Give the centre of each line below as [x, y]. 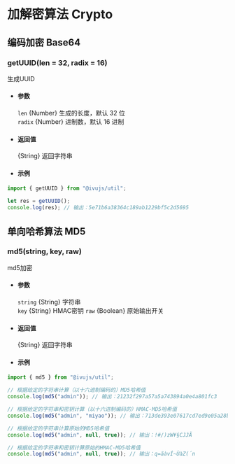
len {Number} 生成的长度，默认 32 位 [71, 113]
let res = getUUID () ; [39, 201]
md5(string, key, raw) [44, 251]
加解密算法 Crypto [60, 14]
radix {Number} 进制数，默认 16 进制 [71, 122]
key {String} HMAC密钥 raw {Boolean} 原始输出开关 [91, 311]
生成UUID [21, 78]
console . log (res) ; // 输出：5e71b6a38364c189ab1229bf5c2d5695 [98, 208]
